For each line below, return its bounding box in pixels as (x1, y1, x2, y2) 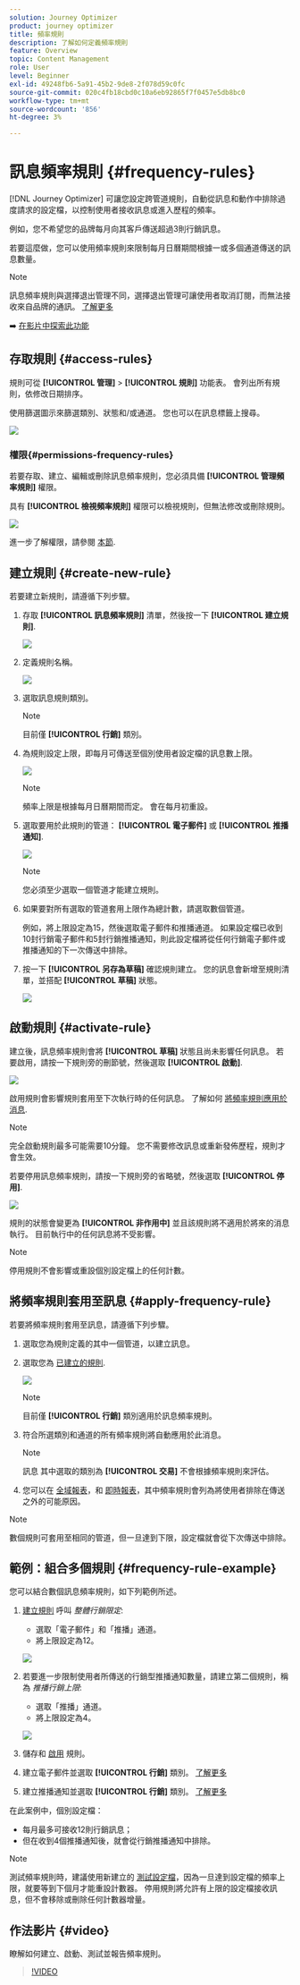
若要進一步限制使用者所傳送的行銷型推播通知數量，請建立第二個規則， (21, 1671, 281, 1682)
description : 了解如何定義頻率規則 (9, 38, 128, 47)
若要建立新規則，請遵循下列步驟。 (9, 590, 135, 601)
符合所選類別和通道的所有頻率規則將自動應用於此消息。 (21, 1429, 226, 1440)
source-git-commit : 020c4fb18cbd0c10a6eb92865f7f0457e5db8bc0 (9, 88, 246, 97)
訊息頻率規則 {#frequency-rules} (9, 162, 256, 182)
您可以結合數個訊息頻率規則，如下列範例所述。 (9, 1586, 181, 1597)
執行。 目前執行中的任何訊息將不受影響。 (9, 1228, 161, 1239)
